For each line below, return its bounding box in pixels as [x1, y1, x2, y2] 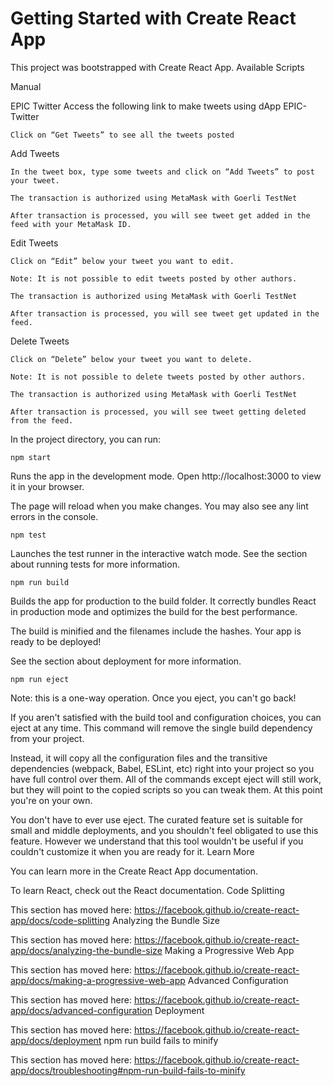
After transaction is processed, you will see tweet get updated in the [10, 308, 320, 319]
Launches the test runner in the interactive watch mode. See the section [10, 547, 308, 559]
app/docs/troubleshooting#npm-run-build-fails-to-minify [10, 1064, 246, 1076]
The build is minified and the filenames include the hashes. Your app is [10, 625, 302, 637]
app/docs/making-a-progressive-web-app [10, 974, 186, 986]
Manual [10, 80, 42, 92]
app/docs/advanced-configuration [10, 1004, 153, 1016]
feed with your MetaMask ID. [10, 219, 132, 229]
